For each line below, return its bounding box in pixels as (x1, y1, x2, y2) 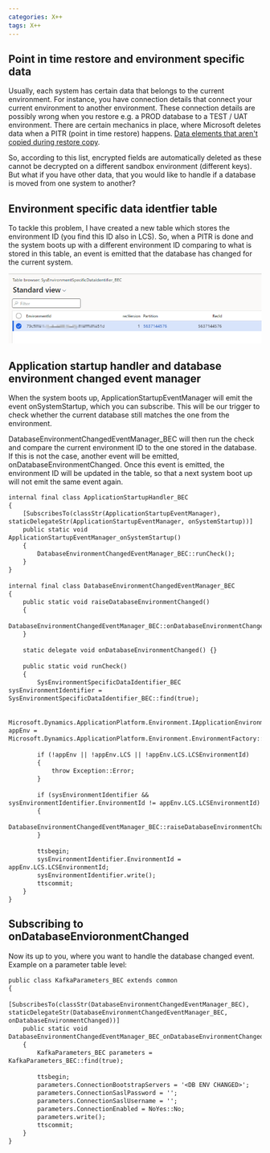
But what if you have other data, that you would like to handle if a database (8, 170, 256, 180)
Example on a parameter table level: (8, 959, 127, 969)
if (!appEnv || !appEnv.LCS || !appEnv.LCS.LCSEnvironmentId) (37, 750, 250, 759)
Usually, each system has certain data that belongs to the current (8, 86, 225, 96)
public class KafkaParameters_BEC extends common (8, 976, 178, 984)
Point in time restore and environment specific (8, 52, 245, 66)
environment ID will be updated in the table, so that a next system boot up (8, 468, 253, 478)
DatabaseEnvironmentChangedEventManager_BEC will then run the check (8, 434, 255, 444)
